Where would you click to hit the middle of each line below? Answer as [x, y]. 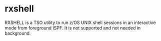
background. [18, 33]
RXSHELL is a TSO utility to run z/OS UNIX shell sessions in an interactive [80, 22]
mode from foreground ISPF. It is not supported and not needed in [73, 27]
